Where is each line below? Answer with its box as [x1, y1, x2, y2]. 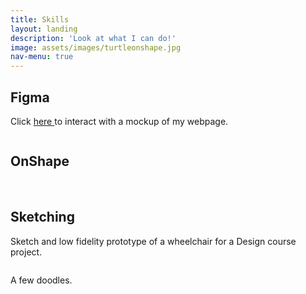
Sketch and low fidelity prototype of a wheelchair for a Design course [10, 235, 297, 247]
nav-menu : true [10, 52, 74, 62]
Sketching [10, 209, 75, 226]
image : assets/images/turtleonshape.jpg [10, 42, 182, 53]
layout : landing [10, 24, 78, 34]
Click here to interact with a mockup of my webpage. [10, 115, 229, 127]
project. [10, 246, 43, 258]
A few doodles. [10, 274, 73, 286]
